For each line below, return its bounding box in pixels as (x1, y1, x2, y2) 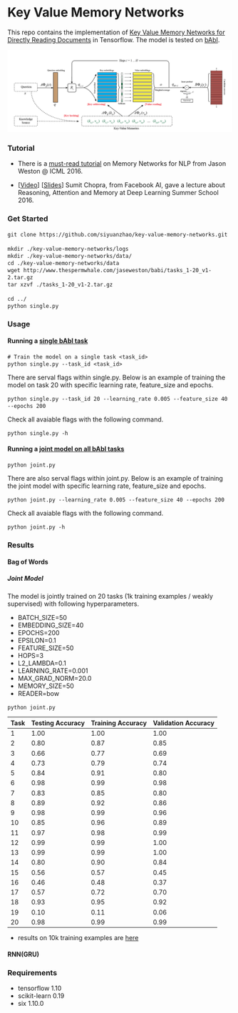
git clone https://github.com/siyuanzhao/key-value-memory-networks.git (7, 231, 228, 238)
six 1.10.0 (17, 999, 44, 1008)
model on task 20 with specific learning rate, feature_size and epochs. (7, 380, 214, 389)
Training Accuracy (90, 719, 148, 727)
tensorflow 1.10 (17, 984, 62, 993)
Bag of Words (7, 558, 48, 567)
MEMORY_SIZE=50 (17, 682, 75, 690)
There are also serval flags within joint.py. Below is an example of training (7, 474, 223, 482)
